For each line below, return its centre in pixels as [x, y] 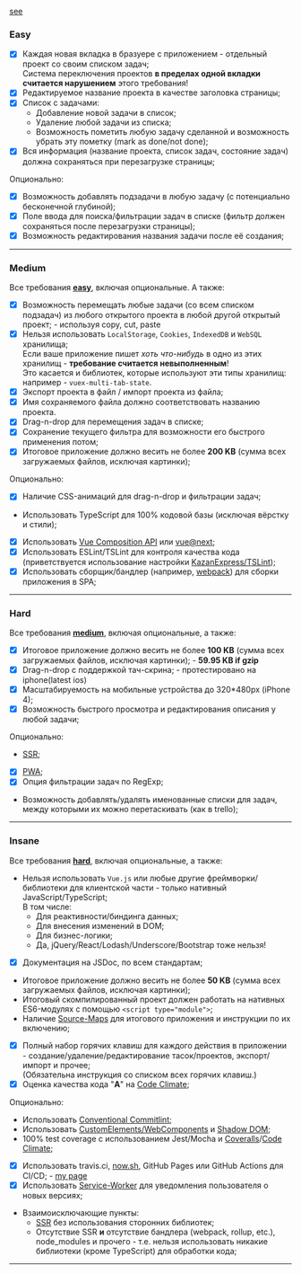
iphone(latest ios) [55, 680]
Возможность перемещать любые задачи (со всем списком [138, 305]
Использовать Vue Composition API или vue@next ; [119, 542]
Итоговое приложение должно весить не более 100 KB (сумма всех [153, 650]
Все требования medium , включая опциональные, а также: [123, 633]
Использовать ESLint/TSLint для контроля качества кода [131, 552]
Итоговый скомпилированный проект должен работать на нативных [153, 999]
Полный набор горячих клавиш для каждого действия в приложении [154, 1045]
